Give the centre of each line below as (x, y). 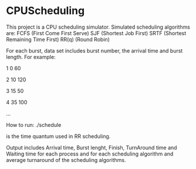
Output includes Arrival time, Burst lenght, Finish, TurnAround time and (92, 147)
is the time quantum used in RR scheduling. (58, 136)
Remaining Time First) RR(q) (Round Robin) (58, 39)
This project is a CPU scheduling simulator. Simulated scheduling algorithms (98, 27)
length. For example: (31, 57)
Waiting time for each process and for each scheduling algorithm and (90, 154)
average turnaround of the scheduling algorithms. (66, 160)
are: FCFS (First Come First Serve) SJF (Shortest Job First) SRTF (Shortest (96, 33)
